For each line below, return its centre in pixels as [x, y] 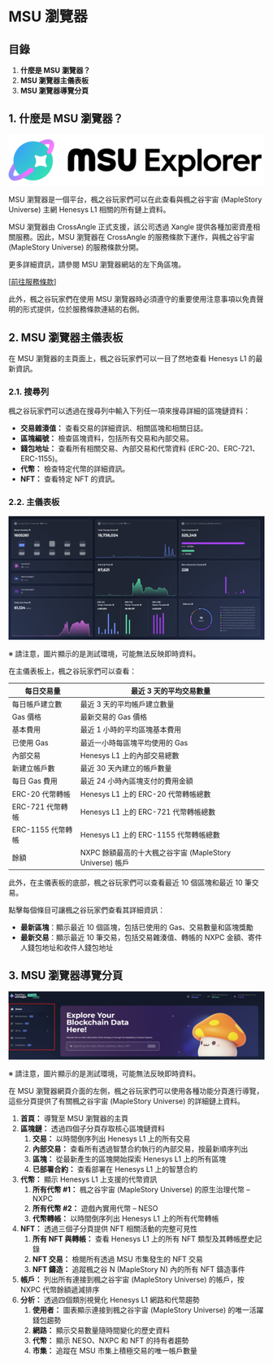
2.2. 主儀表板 [34, 503]
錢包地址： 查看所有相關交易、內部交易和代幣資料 [103, 449]
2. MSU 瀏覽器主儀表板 [66, 337]
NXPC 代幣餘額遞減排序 [60, 1290]
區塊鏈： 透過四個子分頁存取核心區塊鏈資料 [92, 1129]
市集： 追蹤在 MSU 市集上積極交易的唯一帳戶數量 [115, 1351]
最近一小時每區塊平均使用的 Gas [134, 742]
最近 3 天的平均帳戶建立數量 [127, 703]
